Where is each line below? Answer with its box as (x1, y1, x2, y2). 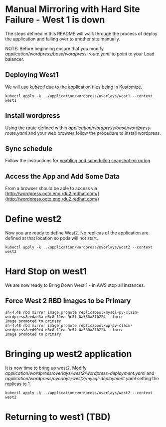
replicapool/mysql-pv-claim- (79, 310, 140, 315)
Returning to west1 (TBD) (5, 412, 111, 423)
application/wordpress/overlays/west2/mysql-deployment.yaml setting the (5, 375, 160, 381)
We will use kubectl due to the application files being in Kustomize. (5, 84, 142, 90)
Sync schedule (5, 144, 53, 153)
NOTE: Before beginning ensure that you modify (5, 45, 104, 51)
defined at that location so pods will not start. (5, 235, 98, 241)
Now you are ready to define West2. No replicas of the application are (5, 230, 149, 236)
